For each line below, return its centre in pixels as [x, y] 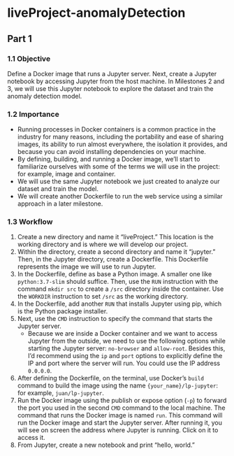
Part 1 [20, 39]
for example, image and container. [67, 174]
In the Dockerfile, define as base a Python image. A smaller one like [115, 274]
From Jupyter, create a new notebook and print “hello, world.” [106, 445]
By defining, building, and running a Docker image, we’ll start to [109, 159]
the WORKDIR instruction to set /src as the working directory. [103, 297]
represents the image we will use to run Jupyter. [87, 266]
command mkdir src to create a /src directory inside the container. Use [120, 289]
